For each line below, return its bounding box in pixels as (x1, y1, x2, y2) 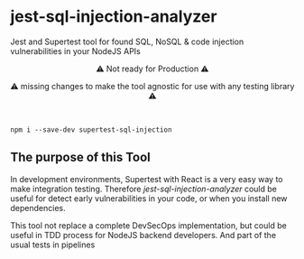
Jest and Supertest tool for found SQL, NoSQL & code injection (10, 36, 244, 47)
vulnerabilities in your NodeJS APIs (10, 45, 141, 56)
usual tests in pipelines (10, 239, 96, 250)
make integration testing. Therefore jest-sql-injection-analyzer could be (10, 183, 278, 194)
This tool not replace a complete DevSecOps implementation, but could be (10, 219, 287, 231)
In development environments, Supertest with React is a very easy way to (10, 173, 283, 184)
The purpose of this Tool (10, 150, 152, 165)
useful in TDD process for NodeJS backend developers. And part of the (10, 229, 277, 240)
